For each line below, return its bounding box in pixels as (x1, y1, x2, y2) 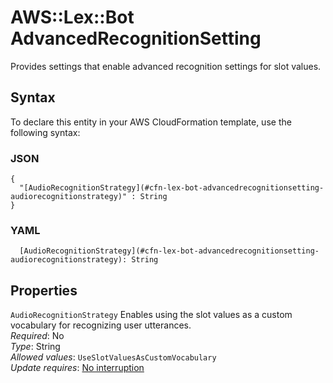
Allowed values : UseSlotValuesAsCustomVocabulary (10, 351, 217, 363)
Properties (10, 282, 78, 299)
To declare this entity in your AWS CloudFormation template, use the (10, 116, 292, 128)
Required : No (10, 330, 65, 342)
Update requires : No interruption (10, 362, 145, 374)
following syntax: (10, 126, 81, 138)
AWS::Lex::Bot (10, 6, 135, 29)
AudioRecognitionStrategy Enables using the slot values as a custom (10, 309, 293, 321)
